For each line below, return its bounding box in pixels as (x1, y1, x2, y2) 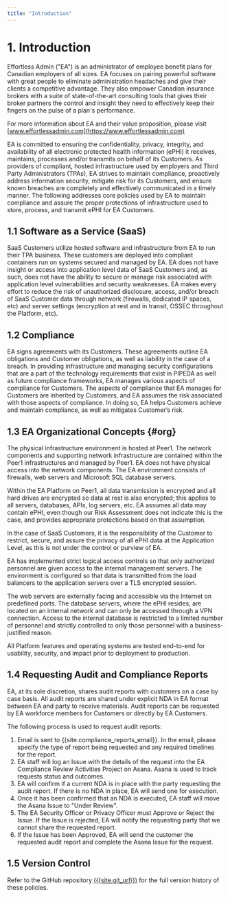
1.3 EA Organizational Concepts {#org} (7, 426, 176, 437)
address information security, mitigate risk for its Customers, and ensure (7, 176, 212, 185)
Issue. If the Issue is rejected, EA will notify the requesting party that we (16, 816, 220, 824)
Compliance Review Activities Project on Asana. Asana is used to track (16, 765, 218, 773)
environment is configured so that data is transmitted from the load (7, 571, 197, 579)
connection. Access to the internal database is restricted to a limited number (7, 614, 223, 622)
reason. (31, 629, 53, 636)
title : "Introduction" (7, 10, 72, 17)
